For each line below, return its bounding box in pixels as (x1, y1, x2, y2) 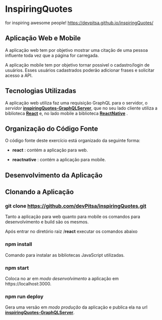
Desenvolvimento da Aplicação (5, 171, 103, 179)
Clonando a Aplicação (5, 188, 74, 196)
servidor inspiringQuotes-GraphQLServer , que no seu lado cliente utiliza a (5, 105, 158, 111)
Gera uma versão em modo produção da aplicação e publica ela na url (5, 304, 148, 310)
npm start (5, 264, 29, 271)
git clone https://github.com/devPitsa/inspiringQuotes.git (5, 203, 146, 210)
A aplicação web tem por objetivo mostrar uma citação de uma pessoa (5, 47, 148, 53)
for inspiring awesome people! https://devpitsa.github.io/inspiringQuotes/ (5, 20, 154, 26)
